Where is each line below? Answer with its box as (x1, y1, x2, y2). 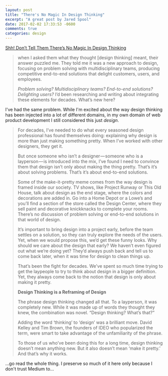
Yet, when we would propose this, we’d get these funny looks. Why (17, 237, 157, 243)
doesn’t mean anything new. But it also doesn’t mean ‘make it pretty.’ (17, 345, 160, 351)
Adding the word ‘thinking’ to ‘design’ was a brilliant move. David (17, 319, 152, 325)
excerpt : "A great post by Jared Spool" (5, 17, 92, 22)
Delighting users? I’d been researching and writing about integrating (17, 92, 159, 97)
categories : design (5, 31, 46, 36)
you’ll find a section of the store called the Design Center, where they (17, 200, 162, 206)
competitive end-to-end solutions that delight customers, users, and (17, 71, 160, 76)
